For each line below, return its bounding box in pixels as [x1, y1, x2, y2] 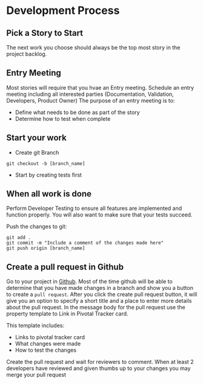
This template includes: [6, 322, 65, 329]
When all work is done [6, 189, 92, 199]
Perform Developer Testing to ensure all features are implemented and [6, 204, 182, 212]
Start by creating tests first [15, 171, 82, 178]
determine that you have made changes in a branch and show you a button [6, 285, 194, 292]
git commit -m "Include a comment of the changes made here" [6, 240, 164, 246]
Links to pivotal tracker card [15, 334, 85, 341]
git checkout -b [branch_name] [6, 160, 85, 167]
